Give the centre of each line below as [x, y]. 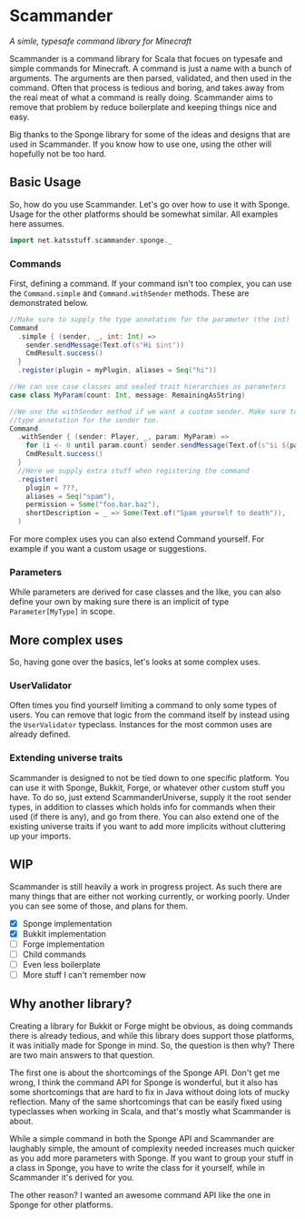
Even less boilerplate [62, 964]
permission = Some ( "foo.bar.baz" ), [93, 505]
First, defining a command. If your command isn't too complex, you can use [151, 283]
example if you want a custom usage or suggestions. [108, 549]
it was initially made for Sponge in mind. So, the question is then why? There [152, 1045]
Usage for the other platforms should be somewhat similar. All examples [144, 214]
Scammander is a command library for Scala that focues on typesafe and [146, 58]
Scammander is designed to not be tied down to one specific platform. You [149, 777]
